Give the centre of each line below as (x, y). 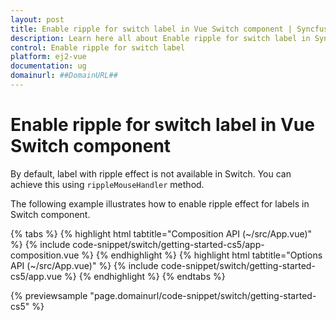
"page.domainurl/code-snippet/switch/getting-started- (203, 295)
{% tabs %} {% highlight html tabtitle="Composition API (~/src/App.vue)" (161, 233)
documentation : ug (48, 66)
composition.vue (45, 255)
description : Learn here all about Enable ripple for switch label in (160, 38)
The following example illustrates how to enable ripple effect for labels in (160, 203)
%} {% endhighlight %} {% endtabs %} (145, 276)
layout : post (37, 19)
